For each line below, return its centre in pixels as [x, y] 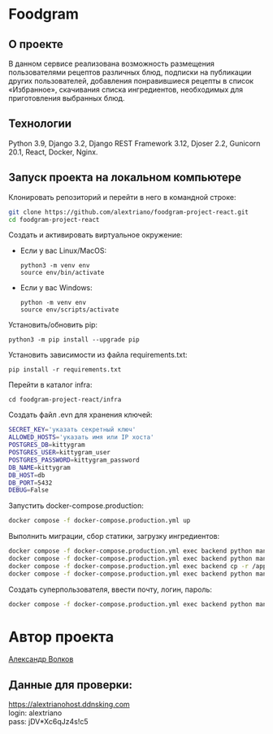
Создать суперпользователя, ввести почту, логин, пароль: [110, 589]
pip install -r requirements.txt [65, 370]
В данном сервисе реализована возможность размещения [112, 63]
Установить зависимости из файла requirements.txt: [98, 355]
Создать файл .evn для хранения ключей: [80, 415]
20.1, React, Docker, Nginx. [53, 152]
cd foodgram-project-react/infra [65, 400]
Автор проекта [61, 637]
